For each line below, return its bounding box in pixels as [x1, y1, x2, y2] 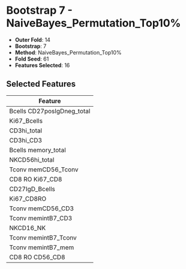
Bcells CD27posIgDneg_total [9, 107, 91, 115]
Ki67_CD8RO [9, 194, 47, 202]
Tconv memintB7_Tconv [9, 233, 77, 241]
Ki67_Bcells [9, 116, 43, 125]
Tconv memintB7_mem [9, 243, 74, 252]
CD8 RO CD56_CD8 [9, 253, 65, 261]
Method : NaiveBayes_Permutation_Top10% [14, 49, 122, 56]
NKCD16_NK [9, 223, 46, 232]
